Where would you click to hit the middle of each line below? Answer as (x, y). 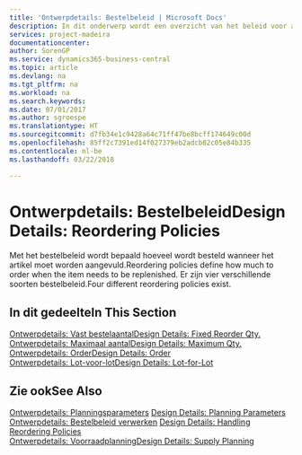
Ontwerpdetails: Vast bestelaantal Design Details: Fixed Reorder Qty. (135, 334)
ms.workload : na (40, 92)
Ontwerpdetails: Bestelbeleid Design (147, 211)
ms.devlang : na (38, 76)
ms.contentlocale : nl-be (56, 151)
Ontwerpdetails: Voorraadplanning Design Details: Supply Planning (132, 442)
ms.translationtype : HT (54, 127)
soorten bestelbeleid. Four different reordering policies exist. (120, 284)
